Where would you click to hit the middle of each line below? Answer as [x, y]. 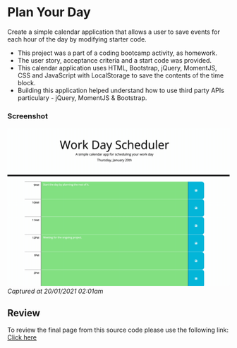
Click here [22, 337]
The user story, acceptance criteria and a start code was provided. [115, 60]
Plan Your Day [49, 12]
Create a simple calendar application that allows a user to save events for [114, 32]
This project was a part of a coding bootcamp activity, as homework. [117, 53]
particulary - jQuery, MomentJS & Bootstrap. [82, 98]
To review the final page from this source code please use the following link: [118, 330]
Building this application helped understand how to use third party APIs [121, 90]
